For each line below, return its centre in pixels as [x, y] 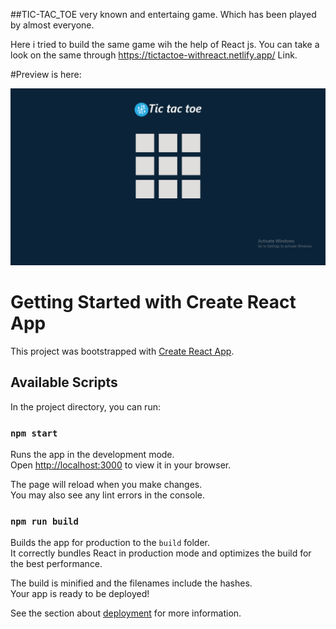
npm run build [44, 521]
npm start [34, 433]
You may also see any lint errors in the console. [107, 495]
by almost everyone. [52, 25]
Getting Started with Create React [153, 302]
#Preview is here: [46, 74]
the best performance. [56, 564]
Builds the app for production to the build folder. [110, 543]
